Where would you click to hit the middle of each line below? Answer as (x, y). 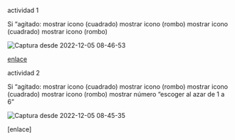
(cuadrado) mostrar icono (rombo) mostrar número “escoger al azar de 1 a (116, 94)
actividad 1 (23, 10)
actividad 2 (24, 73)
